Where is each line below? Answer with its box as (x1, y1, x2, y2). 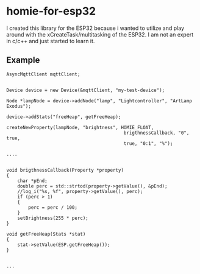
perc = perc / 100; (28, 204, 78, 211)
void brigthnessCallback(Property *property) (6, 167, 124, 173)
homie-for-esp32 (6, 4, 96, 18)
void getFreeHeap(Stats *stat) (6, 231, 86, 237)
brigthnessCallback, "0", (123, 130, 190, 136)
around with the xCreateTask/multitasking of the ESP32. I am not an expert (6, 30, 194, 38)
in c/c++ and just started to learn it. (6, 37, 95, 44)
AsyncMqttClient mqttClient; (6, 71, 80, 77)
